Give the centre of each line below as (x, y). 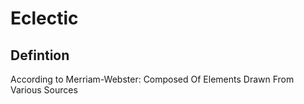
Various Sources (44, 90)
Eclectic (44, 18)
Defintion (40, 55)
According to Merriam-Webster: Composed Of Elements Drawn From (152, 79)
